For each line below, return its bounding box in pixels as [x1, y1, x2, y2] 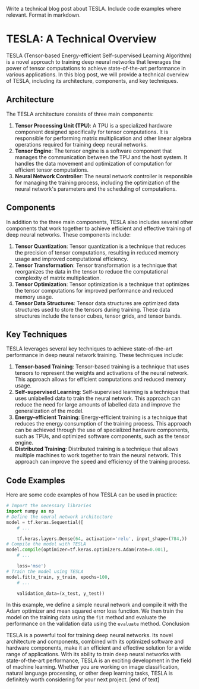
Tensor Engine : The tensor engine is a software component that [14, 147, 172, 154]
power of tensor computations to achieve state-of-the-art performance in [6, 64, 186, 72]
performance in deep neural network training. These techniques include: [6, 352, 184, 359]
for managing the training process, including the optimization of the [14, 179, 180, 186]
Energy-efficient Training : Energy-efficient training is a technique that [14, 414, 188, 421]
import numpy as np [6, 508, 55, 514]
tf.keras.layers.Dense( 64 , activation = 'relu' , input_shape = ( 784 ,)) [17, 536, 187, 542]
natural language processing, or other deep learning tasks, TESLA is [6, 670, 173, 677]
